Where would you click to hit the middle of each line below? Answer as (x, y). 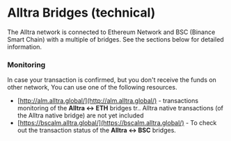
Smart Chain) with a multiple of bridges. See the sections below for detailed (115, 39)
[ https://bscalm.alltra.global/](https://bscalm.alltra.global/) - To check (117, 123)
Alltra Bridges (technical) (81, 13)
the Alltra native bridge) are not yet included (80, 115)
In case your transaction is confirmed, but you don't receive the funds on (112, 80)
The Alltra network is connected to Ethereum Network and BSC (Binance (111, 32)
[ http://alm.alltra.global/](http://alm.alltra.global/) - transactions (108, 101)
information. (25, 47)
